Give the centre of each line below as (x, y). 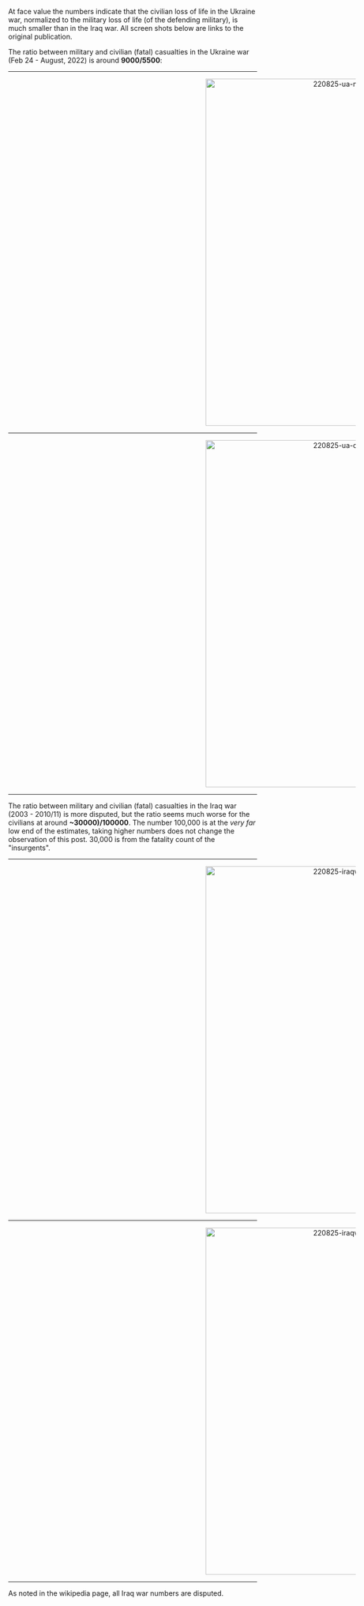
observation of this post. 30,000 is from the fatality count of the (112, 839)
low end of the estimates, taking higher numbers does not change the (122, 831)
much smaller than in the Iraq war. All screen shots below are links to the (126, 28)
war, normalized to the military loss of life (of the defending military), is (123, 20)
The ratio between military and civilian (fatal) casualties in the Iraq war (122, 806)
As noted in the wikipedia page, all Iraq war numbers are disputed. (116, 1593)
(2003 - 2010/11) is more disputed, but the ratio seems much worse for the (129, 814)
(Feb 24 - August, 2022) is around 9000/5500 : (85, 60)
